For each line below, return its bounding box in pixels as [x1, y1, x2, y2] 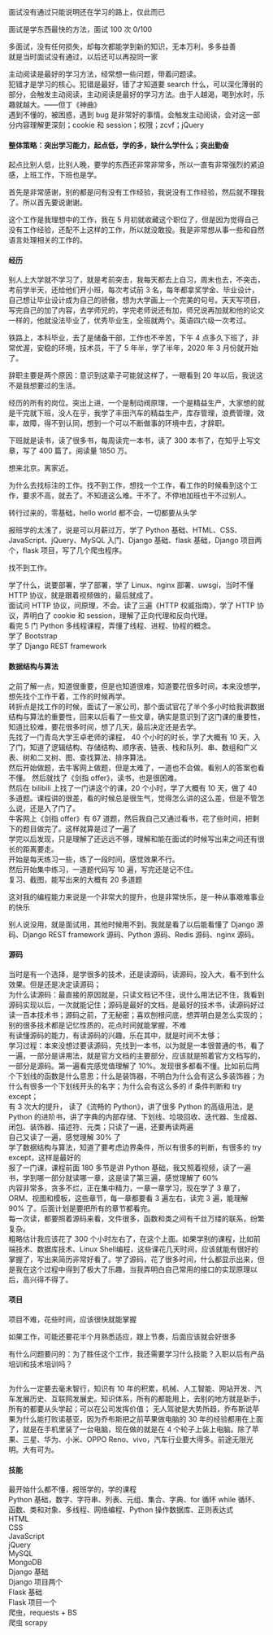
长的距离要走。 [8, 844, 58, 853]
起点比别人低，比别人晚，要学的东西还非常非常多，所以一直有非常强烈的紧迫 [8, 160, 265, 169]
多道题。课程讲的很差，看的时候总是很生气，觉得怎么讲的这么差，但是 [8, 793, 244, 803]
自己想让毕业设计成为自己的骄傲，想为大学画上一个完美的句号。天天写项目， [8, 296, 265, 305]
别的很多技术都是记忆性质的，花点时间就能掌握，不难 [8, 1020, 187, 1030]
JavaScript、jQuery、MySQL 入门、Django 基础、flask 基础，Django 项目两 [8, 536, 262, 546]
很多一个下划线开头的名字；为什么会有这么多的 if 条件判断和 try [29, 1081, 242, 1091]
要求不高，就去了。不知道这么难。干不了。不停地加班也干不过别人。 [22, 491, 250, 501]
